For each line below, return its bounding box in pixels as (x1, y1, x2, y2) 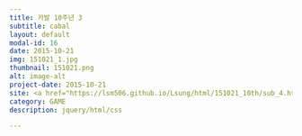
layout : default (9, 30, 70, 39)
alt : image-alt (9, 72, 67, 81)
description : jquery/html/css (9, 105, 123, 114)
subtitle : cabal (9, 22, 70, 31)
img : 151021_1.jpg (9, 55, 78, 64)
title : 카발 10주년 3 (9, 13, 83, 23)
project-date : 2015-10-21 (9, 80, 106, 89)
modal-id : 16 (9, 38, 58, 48)
